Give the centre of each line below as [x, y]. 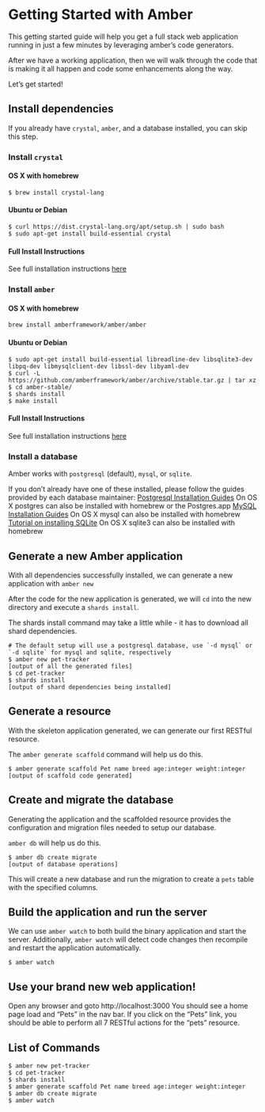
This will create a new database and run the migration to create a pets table [131, 879]
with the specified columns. [53, 887]
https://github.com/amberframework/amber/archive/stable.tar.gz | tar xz [132, 380]
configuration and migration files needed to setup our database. [112, 827]
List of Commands [54, 1047]
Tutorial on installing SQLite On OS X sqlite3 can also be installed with [122, 523]
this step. [23, 136]
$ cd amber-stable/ [40, 387]
